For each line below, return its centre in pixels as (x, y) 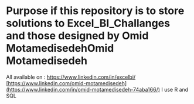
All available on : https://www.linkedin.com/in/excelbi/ (71, 77)
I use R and (175, 89)
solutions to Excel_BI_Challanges (88, 23)
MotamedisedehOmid (60, 48)
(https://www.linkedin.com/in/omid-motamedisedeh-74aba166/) (83, 89)
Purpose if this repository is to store (95, 11)
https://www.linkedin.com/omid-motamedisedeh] (67, 83)
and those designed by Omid (77, 36)
